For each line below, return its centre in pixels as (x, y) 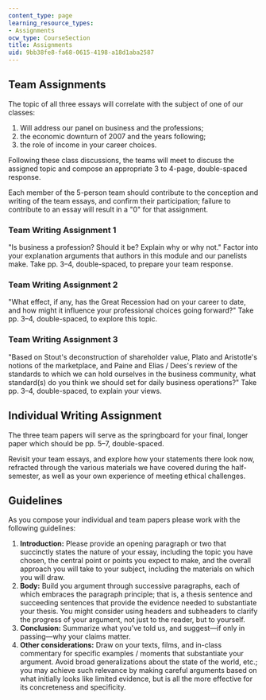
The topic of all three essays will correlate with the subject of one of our (126, 103)
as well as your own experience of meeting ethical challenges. (144, 476)
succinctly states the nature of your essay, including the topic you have (136, 552)
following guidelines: (42, 528)
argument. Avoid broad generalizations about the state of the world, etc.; (139, 662)
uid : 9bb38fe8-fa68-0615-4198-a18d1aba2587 (81, 52)
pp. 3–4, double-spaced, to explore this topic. (83, 319)
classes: (22, 112)
